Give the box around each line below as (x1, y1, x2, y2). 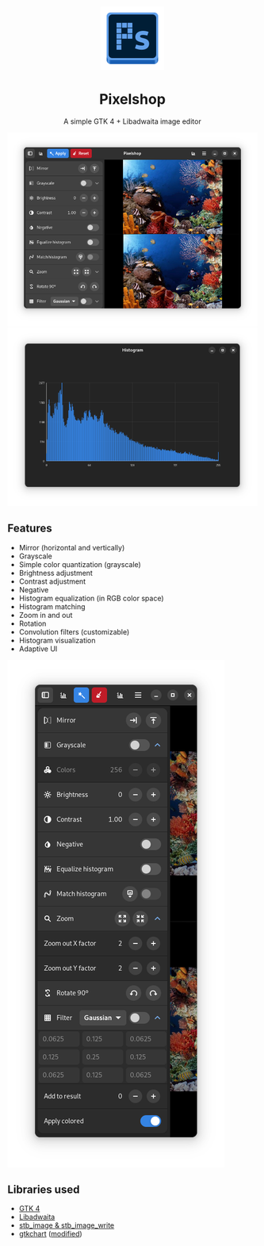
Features (7, 522, 52, 535)
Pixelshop (99, 90, 166, 109)
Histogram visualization (18, 635, 96, 645)
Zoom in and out (18, 610, 73, 619)
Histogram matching (18, 601, 86, 611)
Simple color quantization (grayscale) (18, 559, 142, 569)
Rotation (18, 619, 47, 628)
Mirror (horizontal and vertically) (18, 542, 125, 552)
